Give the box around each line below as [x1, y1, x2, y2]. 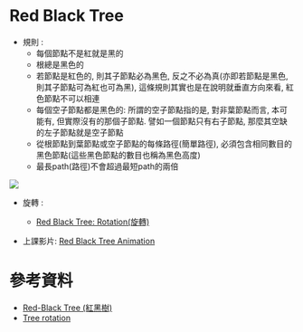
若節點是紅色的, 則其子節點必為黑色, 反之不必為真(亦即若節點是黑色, [35, 70, 289, 81]
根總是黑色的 [35, 59, 84, 70]
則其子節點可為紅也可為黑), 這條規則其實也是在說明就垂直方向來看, [35, 81, 284, 92]
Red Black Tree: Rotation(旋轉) [35, 216, 150, 227]
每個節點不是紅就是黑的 [35, 47, 124, 59]
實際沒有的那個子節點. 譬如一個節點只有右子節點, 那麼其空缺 [64, 115, 288, 127]
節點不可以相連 [43, 92, 100, 104]
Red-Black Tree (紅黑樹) [22, 302, 113, 313]
